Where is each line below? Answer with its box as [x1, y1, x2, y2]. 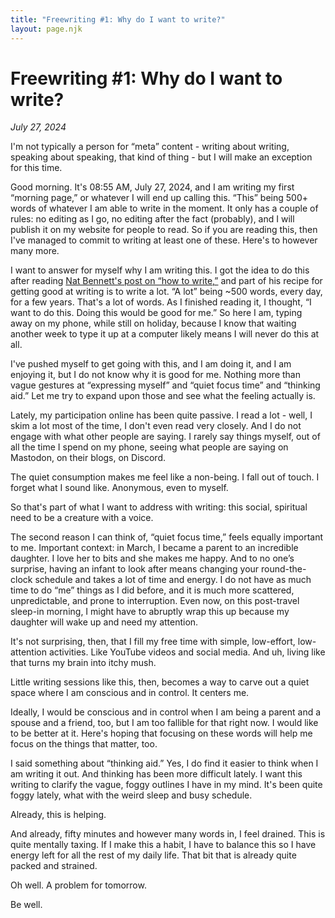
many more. [10, 245, 60, 257]
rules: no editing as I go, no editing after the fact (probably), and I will [10, 213, 295, 225]
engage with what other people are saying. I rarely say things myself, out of [10, 431, 321, 443]
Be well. [10, 899, 43, 911]
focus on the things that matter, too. [10, 738, 158, 750]
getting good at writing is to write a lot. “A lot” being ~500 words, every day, [10, 286, 323, 298]
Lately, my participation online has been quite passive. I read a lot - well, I [10, 409, 313, 421]
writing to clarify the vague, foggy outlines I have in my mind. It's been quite [10, 779, 323, 791]
